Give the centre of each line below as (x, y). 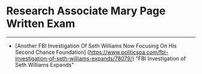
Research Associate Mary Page (86, 11)
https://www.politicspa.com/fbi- (129, 52)
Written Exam (41, 24)
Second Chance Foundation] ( (52, 52)
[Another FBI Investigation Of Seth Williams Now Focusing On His (96, 45)
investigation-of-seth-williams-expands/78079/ (74, 58)
